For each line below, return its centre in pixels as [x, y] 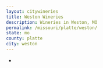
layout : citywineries [32, 11]
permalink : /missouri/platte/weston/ [52, 28]
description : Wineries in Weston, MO [52, 22]
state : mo [18, 33]
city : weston [22, 44]
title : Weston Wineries [35, 17]
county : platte [24, 38]
